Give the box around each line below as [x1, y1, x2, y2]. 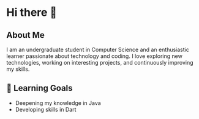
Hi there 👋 [6, 5, 57, 20]
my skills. [6, 65, 30, 73]
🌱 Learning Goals [6, 83, 73, 93]
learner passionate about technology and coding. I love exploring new [6, 52, 182, 60]
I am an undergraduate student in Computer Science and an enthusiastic [6, 46, 190, 53]
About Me [6, 30, 45, 40]
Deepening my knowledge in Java [15, 99, 101, 106]
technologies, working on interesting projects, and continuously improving [6, 59, 194, 66]
